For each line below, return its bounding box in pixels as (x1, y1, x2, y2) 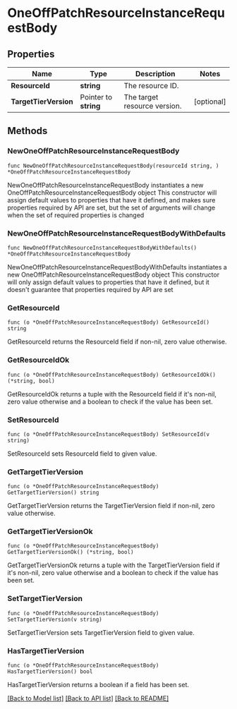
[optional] (193, 97, 226, 107)
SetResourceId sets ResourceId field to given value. (7, 449, 157, 458)
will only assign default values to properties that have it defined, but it (7, 277, 209, 286)
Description (135, 69, 176, 78)
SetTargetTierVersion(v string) (7, 616, 102, 623)
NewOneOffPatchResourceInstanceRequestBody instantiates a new (7, 181, 204, 189)
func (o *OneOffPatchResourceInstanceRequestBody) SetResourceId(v (7, 430, 210, 438)
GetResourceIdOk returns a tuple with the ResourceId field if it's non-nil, (7, 389, 217, 398)
